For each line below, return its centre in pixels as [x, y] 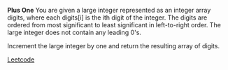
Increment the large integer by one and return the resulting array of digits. [114, 46]
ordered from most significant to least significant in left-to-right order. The [114, 25]
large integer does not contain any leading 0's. [74, 32]
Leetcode [21, 59]
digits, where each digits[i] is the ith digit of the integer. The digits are [107, 17]
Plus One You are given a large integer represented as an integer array [109, 10]
